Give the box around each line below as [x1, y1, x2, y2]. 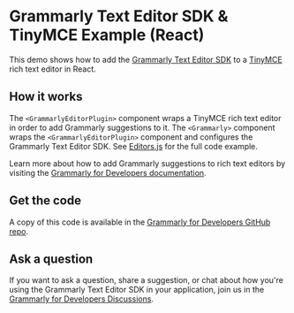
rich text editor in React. [9, 64, 97, 74]
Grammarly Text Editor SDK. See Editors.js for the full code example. [9, 141, 259, 151]
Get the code [9, 193, 82, 209]
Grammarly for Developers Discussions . [9, 294, 155, 304]
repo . [9, 225, 29, 236]
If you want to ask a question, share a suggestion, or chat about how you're [9, 275, 284, 286]
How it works [9, 89, 83, 104]
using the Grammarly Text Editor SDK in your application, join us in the [9, 285, 265, 295]
